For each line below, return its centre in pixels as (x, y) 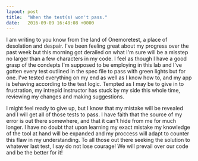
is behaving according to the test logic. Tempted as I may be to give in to (95, 84)
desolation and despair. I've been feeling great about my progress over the (98, 46)
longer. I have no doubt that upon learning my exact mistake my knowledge (98, 127)
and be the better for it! (34, 153)
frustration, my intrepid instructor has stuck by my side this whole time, (93, 91)
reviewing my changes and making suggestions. (65, 97)
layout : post (22, 12)
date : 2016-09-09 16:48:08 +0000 (50, 23)
